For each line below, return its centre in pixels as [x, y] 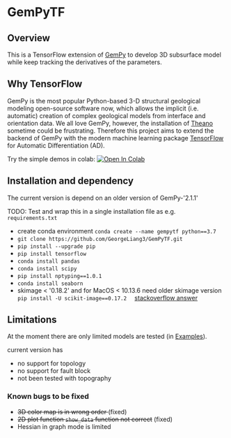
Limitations [32, 320]
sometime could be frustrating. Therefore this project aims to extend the [111, 131]
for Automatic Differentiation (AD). [56, 145]
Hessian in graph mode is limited [64, 426]
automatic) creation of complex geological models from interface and [106, 115]
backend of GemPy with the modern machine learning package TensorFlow [115, 138]
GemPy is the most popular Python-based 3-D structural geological [104, 101]
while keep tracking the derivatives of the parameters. [85, 62]
